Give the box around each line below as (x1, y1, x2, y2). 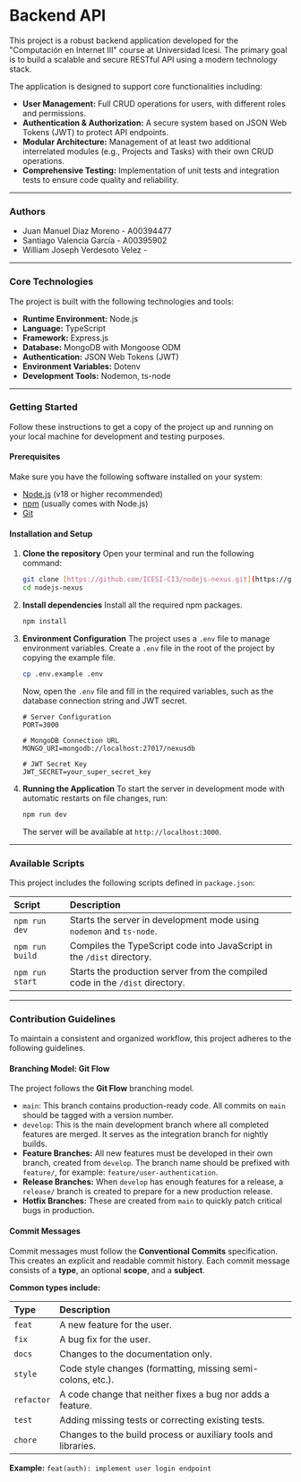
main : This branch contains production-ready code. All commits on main (21, 1100, 287, 1111)
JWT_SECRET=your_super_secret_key (21, 767, 151, 776)
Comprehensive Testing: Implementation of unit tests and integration (21, 165, 279, 176)
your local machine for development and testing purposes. (9, 431, 226, 442)
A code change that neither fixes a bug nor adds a (59, 1388, 271, 1400)
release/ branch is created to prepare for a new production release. (21, 1186, 273, 1197)
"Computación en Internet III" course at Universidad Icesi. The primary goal (9, 44, 288, 55)
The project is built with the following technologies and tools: (9, 296, 235, 306)
